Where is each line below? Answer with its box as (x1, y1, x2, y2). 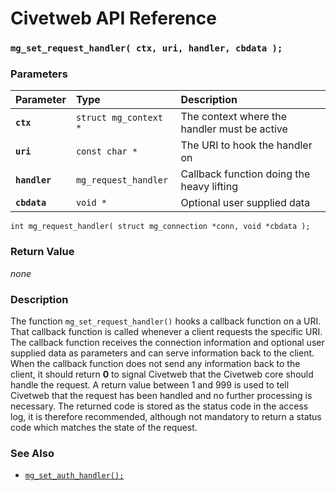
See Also (10, 446, 55, 460)
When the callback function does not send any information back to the (10, 358, 301, 369)
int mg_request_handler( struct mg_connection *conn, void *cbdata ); (10, 222, 311, 232)
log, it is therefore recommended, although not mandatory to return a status (10, 411, 322, 422)
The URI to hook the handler (180, 138, 313, 152)
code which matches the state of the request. (10, 422, 198, 433)
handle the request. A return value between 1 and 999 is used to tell (10, 379, 290, 391)
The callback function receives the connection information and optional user (10, 337, 325, 348)
